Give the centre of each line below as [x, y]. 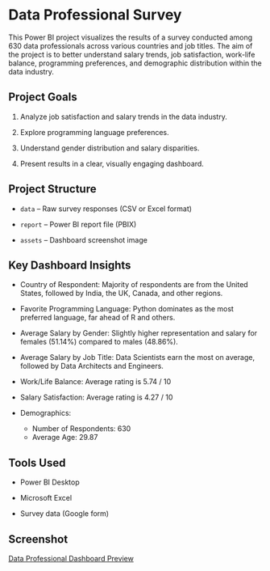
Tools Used [37, 463]
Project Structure [52, 189]
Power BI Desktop [50, 482]
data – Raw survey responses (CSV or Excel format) [106, 209]
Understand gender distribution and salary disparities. [110, 148]
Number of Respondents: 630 [81, 429]
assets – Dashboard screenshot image [83, 239]
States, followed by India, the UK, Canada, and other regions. [121, 294]
